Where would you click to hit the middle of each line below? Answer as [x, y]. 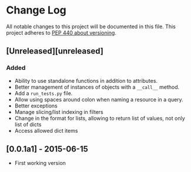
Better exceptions [36, 106]
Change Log [36, 10]
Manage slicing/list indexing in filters [59, 112]
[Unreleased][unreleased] [55, 51]
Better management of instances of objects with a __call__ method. [97, 87]
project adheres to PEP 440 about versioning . [61, 32]
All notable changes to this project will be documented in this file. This [91, 26]
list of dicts [28, 124]
